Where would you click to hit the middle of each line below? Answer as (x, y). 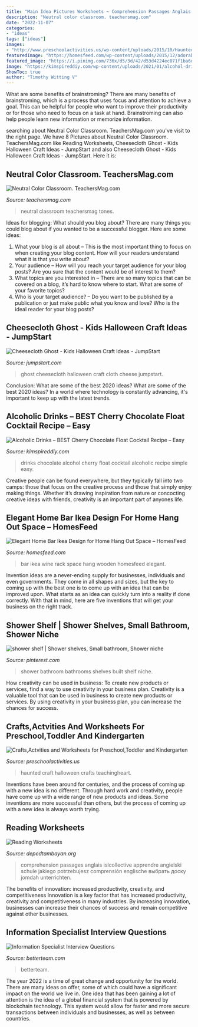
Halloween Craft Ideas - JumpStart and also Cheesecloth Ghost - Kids (91, 149)
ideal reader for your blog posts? (54, 309)
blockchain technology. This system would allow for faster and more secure (98, 1006)
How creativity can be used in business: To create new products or (88, 683)
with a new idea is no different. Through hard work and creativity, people (94, 790)
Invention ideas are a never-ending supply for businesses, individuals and (95, 575)
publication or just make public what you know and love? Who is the (97, 303)
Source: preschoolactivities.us (43, 761)
